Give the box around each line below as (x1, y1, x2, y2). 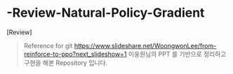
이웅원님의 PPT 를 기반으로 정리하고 (128, 50, 227, 58)
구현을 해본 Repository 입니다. (23, 58, 108, 67)
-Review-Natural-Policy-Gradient (6, 5, 205, 21)
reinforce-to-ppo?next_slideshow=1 (23, 50, 127, 58)
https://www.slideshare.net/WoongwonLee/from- (74, 41, 217, 50)
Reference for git (23, 41, 73, 50)
